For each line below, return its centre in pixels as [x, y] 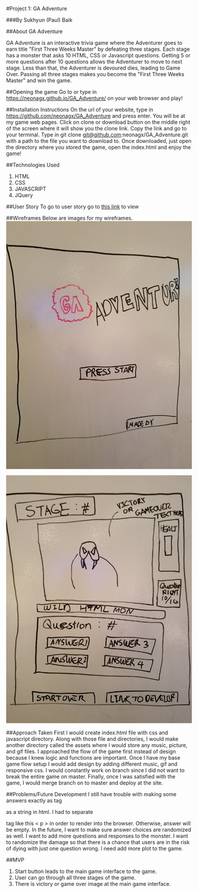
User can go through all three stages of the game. [75, 878]
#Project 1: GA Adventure [37, 9]
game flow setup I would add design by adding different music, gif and [92, 764]
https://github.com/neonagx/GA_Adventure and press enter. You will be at [96, 116]
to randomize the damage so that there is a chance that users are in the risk [98, 842]
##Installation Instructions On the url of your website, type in [80, 109]
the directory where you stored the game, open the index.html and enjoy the [99, 147]
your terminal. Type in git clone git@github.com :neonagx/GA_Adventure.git [97, 135]
